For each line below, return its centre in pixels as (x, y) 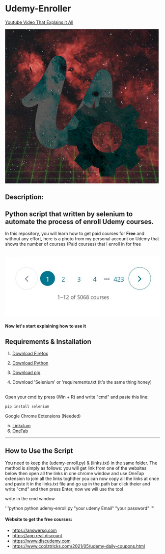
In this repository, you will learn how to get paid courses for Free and (75, 234)
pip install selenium (27, 406)
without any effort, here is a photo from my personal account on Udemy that (82, 239)
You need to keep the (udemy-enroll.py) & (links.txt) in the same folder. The (81, 463)
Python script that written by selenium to (69, 214)
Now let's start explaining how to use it (46, 326)
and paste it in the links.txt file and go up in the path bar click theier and (78, 483)
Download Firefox (30, 353)
